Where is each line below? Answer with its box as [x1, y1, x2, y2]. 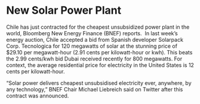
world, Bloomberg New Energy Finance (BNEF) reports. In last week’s [6, 29, 178, 36]
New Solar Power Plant [6, 4, 121, 17]
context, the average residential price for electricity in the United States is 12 [6, 61, 194, 69]
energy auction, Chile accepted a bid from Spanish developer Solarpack [6, 36, 184, 43]
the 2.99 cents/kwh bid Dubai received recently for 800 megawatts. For [6, 55, 183, 62]
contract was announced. [6, 92, 69, 99]
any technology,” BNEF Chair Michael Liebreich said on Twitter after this [6, 85, 183, 93]
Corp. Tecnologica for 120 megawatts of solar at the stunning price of [6, 42, 178, 50]
